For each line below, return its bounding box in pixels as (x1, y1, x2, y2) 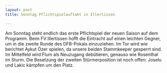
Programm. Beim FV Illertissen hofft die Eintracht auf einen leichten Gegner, (5, 35, 161, 41)
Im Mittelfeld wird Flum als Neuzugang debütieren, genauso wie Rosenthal (5, 51, 158, 57)
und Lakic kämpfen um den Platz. (5, 62, 74, 68)
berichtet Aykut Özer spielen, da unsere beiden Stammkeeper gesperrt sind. (5, 46, 162, 52)
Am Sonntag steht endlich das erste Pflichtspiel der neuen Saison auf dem (5, 30, 158, 36)
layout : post (5, 7, 32, 12)
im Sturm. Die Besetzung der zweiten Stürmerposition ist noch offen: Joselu (5, 56, 161, 62)
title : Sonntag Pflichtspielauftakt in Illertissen (5, 12, 115, 17)
